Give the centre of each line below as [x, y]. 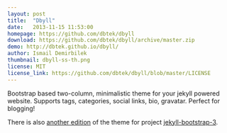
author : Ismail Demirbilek [47, 54]
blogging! [21, 108]
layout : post [27, 14]
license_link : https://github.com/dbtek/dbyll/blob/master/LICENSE [109, 73]
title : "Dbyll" [31, 21]
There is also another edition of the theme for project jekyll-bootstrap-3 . [113, 122]
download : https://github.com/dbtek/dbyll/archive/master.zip [101, 40]
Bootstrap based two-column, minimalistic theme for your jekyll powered [113, 93]
